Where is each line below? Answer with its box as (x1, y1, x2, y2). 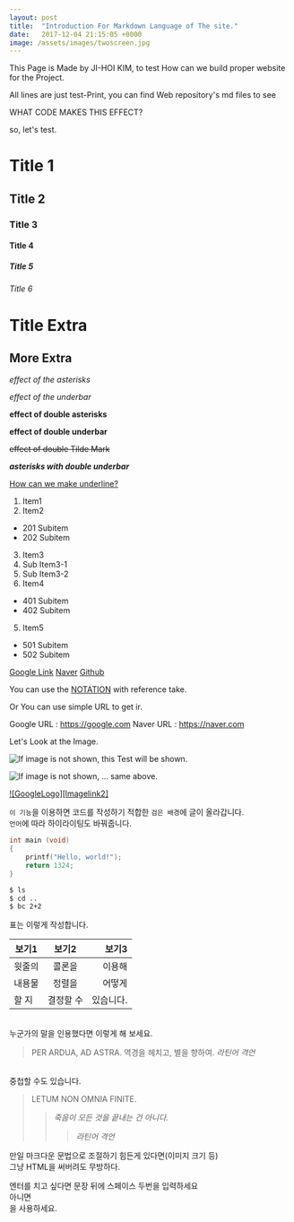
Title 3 (9, 218, 38, 230)
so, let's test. (9, 125, 57, 135)
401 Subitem (22, 595, 69, 606)
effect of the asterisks (9, 374, 91, 386)
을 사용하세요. (9, 1203, 58, 1214)
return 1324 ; (25, 861, 74, 870)
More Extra (9, 351, 73, 366)
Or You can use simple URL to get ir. (9, 701, 143, 713)
